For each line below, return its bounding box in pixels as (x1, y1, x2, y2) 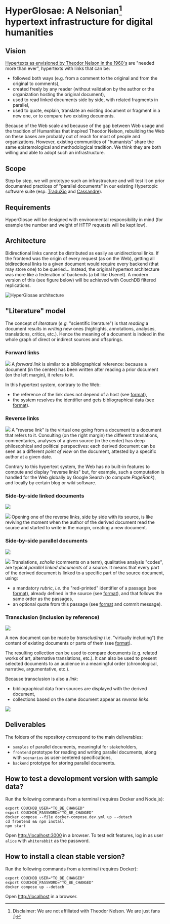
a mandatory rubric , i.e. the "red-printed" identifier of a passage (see (12, 585, 157, 591)
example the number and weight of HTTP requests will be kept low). (5, 222, 147, 228)
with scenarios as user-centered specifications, (12, 754, 112, 761)
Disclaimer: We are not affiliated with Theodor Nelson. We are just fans (12, 908, 160, 914)
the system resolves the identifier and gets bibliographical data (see (12, 397, 154, 403)
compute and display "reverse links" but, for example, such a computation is (5, 469, 164, 475)
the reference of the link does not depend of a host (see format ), (12, 391, 148, 397)
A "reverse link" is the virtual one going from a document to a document (11, 427, 162, 433)
